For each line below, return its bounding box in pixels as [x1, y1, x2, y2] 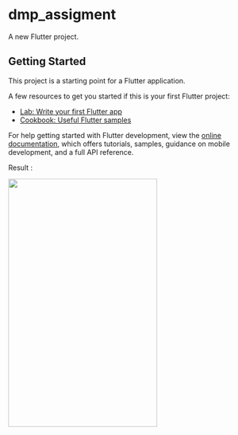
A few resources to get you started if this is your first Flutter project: [8, 91, 230, 101]
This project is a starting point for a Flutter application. [8, 75, 186, 85]
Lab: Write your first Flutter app [19, 106, 123, 116]
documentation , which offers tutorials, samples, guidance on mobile [8, 139, 230, 148]
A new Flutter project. [8, 32, 79, 41]
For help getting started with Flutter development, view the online [8, 130, 222, 140]
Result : [8, 163, 33, 172]
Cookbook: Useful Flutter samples [19, 115, 132, 125]
